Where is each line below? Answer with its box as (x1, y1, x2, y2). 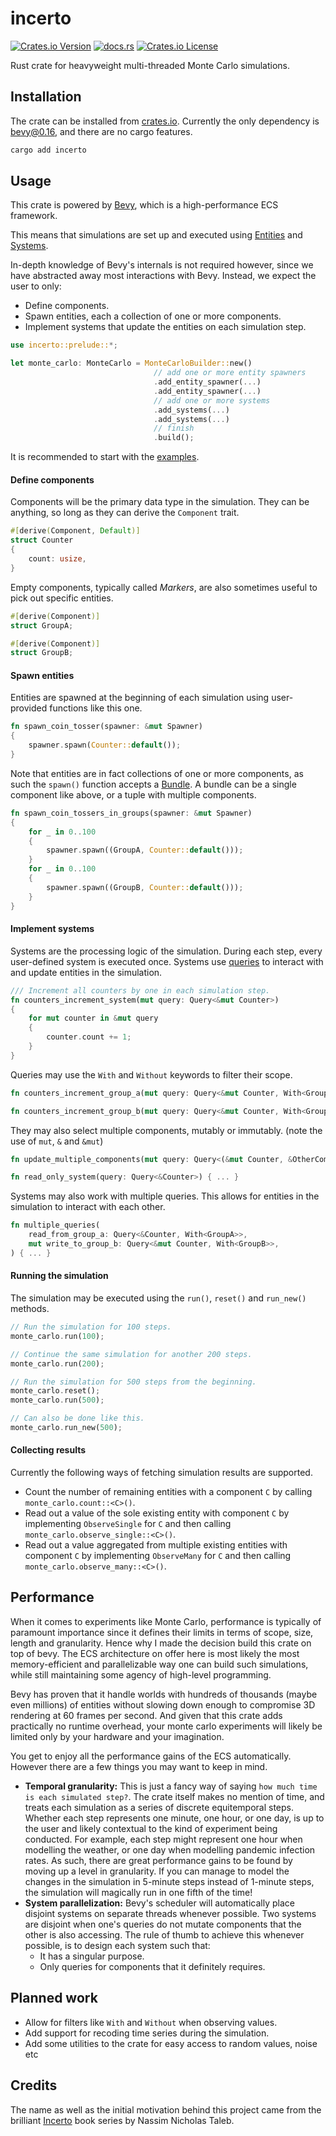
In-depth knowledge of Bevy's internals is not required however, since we (10, 259, 314, 271)
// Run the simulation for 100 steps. (10, 1322, 172, 1332)
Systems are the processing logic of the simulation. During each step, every (10, 945, 323, 957)
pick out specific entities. (10, 592, 114, 604)
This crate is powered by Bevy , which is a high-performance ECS (10, 199, 279, 211)
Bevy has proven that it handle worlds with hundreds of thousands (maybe (10, 1688, 318, 1700)
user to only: (10, 280, 62, 292)
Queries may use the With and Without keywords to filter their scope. (10, 1068, 293, 1081)
